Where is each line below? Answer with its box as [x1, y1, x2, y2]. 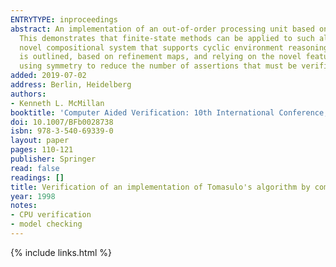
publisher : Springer [10, 154, 97, 164]
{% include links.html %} [10, 246, 112, 258]
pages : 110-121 [10, 145, 74, 155]
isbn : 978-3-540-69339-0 [10, 126, 114, 136]
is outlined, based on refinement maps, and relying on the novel [19, 52, 302, 62]
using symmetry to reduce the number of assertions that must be [19, 61, 298, 71]
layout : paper [10, 136, 70, 146]
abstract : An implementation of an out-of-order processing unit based [10, 24, 315, 34]
